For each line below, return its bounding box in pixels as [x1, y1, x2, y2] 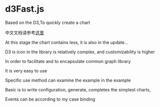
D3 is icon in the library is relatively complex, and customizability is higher [5, 49, 155, 55]
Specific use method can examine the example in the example [5, 77, 131, 83]
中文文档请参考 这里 [5, 29, 44, 35]
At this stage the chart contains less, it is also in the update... [5, 39, 128, 45]
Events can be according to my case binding [5, 96, 96, 102]
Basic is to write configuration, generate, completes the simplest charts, [5, 86, 151, 92]
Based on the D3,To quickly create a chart [5, 20, 90, 25]
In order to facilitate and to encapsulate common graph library [5, 58, 131, 64]
